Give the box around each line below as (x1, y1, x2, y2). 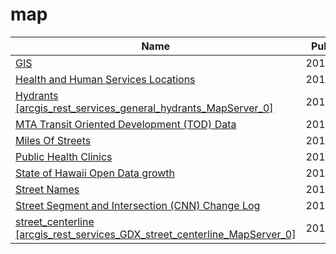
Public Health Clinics (15, 149, 113, 163)
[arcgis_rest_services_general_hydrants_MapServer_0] (15, 101, 274, 115)
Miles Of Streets (15, 133, 92, 147)
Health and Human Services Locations (15, 72, 196, 86)
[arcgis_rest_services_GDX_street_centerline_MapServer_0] (15, 227, 297, 241)
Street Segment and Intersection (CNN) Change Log (15, 198, 261, 212)
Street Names (15, 182, 80, 196)
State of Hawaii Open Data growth (15, 166, 175, 180)
